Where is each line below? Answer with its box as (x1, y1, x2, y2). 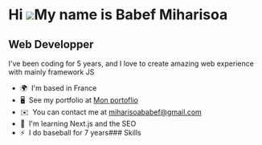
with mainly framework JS (8, 67, 95, 77)
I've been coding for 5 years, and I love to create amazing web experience (8, 58, 255, 68)
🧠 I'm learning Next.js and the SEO (19, 119, 137, 128)
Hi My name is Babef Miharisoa (8, 6, 228, 24)
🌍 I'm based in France (19, 83, 97, 93)
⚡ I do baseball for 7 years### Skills (19, 128, 142, 137)
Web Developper (8, 38, 94, 51)
